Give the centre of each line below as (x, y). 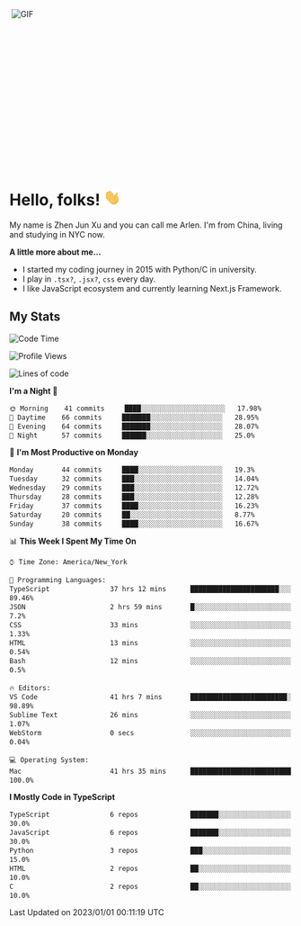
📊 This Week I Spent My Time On (73, 541)
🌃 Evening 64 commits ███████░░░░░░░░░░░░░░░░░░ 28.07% (134, 427)
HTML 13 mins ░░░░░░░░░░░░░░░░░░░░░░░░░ (150, 643)
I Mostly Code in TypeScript (62, 796)
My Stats (35, 317)
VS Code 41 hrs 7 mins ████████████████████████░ (150, 697)
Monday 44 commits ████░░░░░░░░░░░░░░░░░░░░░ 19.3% (132, 470)
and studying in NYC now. (57, 234)
